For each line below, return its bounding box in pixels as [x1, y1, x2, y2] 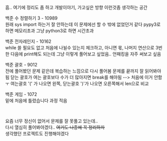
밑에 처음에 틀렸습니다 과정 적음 [5, 98, 68, 103]
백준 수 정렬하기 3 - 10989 [5, 15, 58, 21]
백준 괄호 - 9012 [5, 62, 38, 67]
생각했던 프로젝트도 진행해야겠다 [5, 130, 69, 136]
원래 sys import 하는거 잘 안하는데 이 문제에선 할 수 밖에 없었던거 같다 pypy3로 [5, 22, 161, 27]
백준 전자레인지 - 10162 [5, 38, 51, 44]
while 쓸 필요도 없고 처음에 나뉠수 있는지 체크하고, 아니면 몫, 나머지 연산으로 [5, 45, 155, 50]
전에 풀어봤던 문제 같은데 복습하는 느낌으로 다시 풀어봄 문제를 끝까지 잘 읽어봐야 [5, 68, 161, 74]
